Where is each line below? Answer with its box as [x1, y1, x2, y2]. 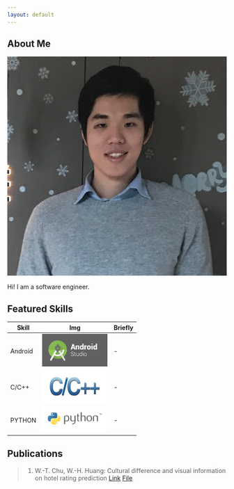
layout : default [7, 11, 54, 18]
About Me [7, 38, 51, 50]
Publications [7, 448, 63, 460]
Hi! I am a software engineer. [7, 282, 90, 291]
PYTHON [10, 416, 37, 424]
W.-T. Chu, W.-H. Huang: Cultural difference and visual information [34, 466, 226, 474]
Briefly [114, 323, 134, 332]
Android [10, 346, 33, 355]
